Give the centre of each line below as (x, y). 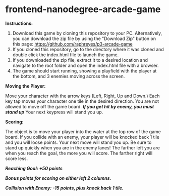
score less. (17, 159)
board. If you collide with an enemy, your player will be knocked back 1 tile (82, 137)
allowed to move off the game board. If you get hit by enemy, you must (80, 106)
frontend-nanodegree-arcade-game (83, 9)
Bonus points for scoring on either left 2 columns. (58, 178)
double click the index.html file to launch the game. (66, 55)
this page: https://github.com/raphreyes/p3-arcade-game (72, 44)
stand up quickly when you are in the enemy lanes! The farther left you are (83, 147)
